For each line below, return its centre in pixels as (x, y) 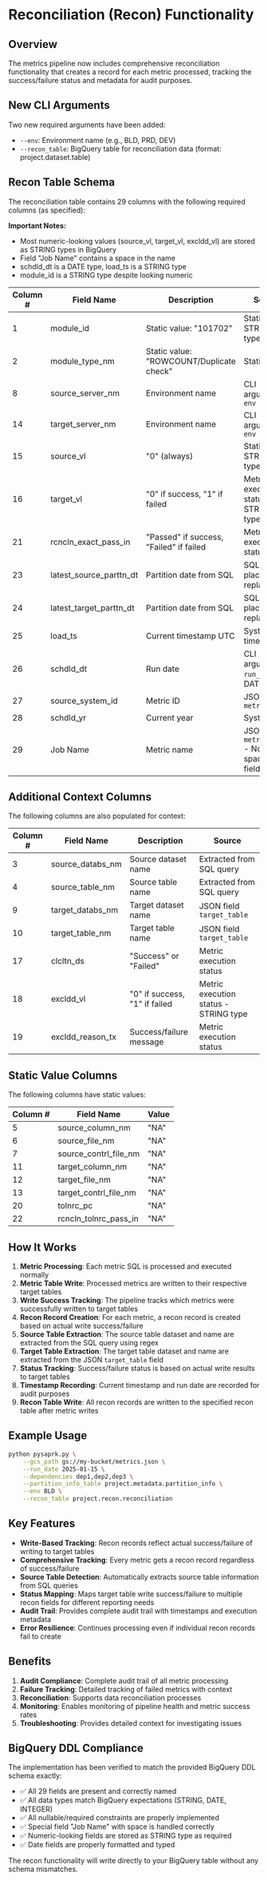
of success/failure (49, 1568)
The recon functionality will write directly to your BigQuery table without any (134, 1861)
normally (34, 1275)
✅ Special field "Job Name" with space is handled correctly (117, 1826)
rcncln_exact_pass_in (91, 542)
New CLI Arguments (59, 105)
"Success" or (154, 956)
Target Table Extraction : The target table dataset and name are (124, 1351)
